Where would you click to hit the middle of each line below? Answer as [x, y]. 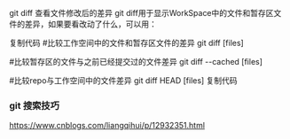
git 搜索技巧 [35, 105]
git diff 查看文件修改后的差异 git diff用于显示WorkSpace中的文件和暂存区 [141, 13]
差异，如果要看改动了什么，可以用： [90, 24]
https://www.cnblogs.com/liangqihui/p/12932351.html [107, 126]
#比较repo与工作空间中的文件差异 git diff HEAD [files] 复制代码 [123, 81]
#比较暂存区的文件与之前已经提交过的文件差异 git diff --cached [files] [136, 62]
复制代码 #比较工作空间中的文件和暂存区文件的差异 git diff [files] [126, 43]
